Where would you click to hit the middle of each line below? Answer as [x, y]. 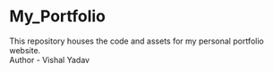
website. [25, 50]
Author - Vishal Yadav [50, 60]
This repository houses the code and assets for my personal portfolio [136, 41]
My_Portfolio [57, 16]
